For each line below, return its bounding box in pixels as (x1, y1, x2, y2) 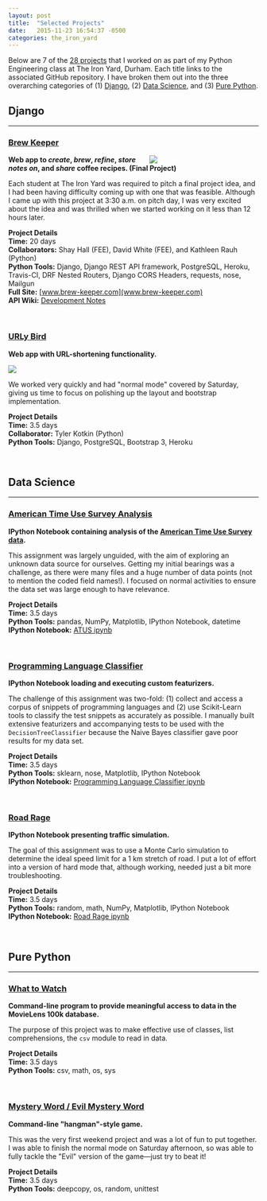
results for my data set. (8, 737, 84, 746)
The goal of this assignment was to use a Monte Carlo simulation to (8, 845, 229, 855)
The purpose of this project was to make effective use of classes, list (8, 1025, 234, 1035)
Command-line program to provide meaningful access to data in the (8, 1001, 237, 1011)
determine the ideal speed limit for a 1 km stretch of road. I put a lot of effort (8, 854, 257, 864)
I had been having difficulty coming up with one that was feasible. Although (8, 188, 256, 197)
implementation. (8, 396, 61, 406)
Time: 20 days (8, 236, 56, 247)
